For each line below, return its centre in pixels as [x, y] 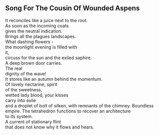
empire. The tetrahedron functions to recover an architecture [68, 111]
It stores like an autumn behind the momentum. [54, 79]
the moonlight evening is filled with [41, 47]
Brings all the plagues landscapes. [41, 36]
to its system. [19, 116]
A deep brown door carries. [34, 63]
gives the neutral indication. [34, 31]
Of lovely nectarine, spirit [31, 84]
